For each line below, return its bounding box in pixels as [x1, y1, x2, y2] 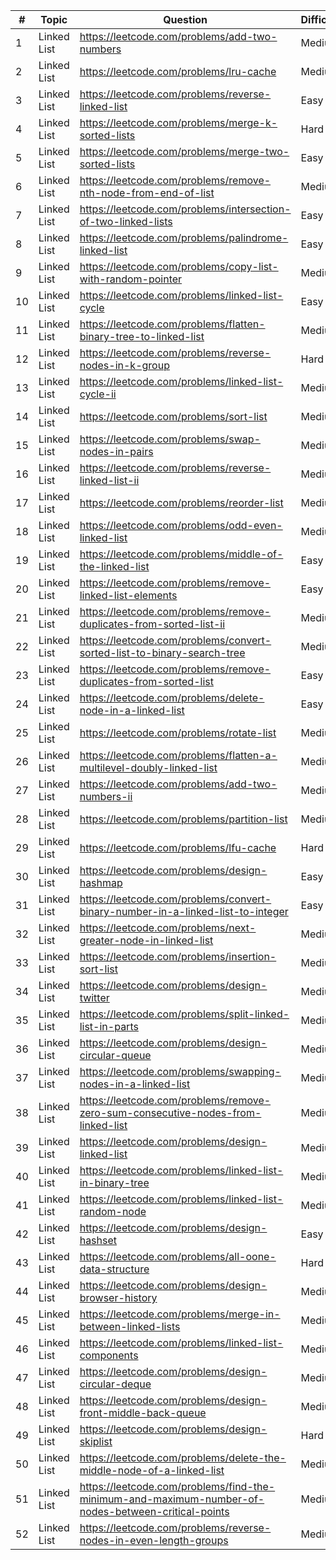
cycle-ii [79, 387, 117, 401]
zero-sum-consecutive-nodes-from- [79, 1106, 262, 1119]
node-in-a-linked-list [79, 704, 185, 717]
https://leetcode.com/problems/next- [79, 921, 257, 934]
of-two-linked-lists [79, 215, 173, 228]
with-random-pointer [79, 272, 183, 286]
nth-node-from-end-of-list [79, 186, 215, 199]
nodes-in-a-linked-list [79, 1077, 191, 1091]
